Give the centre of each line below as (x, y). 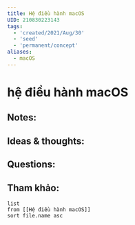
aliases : (20, 52)
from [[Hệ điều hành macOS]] (49, 210)
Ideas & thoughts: (46, 141)
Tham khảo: (33, 187)
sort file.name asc (35, 215)
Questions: (31, 165)
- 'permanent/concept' (46, 45)
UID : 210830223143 (33, 20)
